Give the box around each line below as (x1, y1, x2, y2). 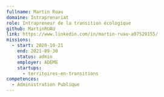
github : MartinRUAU (6, 25, 56, 32)
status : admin (17, 54, 53, 60)
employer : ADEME (17, 59, 59, 65)
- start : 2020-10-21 (11, 43, 64, 49)
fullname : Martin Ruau (6, 8, 64, 15)
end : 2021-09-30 (17, 48, 59, 54)
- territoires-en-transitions (22, 70, 99, 77)
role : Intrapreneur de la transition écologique (6, 20, 131, 26)
